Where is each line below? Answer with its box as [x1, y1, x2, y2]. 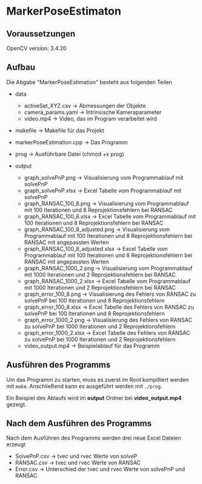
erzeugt [6, 441, 26, 448]
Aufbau [6, 62, 35, 72]
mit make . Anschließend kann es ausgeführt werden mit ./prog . [6, 382, 163, 390]
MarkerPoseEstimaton [6, 4, 121, 18]
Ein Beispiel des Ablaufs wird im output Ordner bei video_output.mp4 [6, 394, 182, 401]
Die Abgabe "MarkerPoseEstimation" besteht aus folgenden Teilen [6, 78, 173, 86]
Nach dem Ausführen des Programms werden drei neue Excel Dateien [6, 434, 181, 442]
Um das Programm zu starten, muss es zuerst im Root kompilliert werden [6, 376, 189, 383]
